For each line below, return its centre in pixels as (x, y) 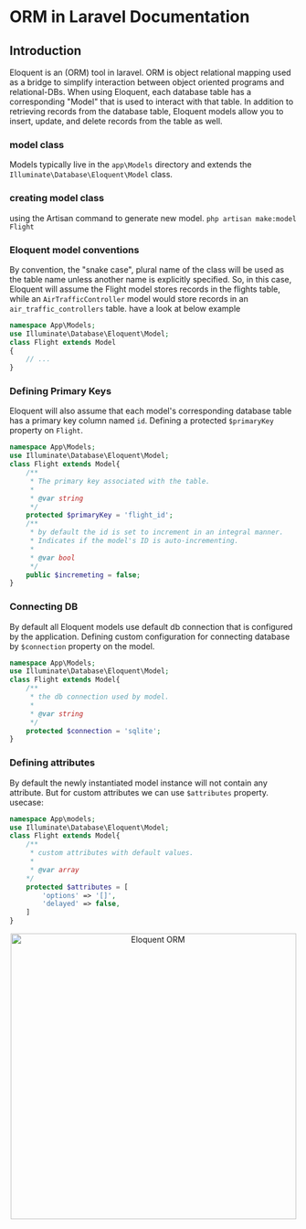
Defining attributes (53, 763)
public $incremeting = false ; (84, 575)
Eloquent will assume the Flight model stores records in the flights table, (145, 289)
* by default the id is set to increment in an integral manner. (157, 532)
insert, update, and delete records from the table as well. (116, 121)
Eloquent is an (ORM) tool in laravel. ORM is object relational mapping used (150, 72)
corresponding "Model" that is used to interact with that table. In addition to (152, 102)
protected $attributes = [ (77, 887)
